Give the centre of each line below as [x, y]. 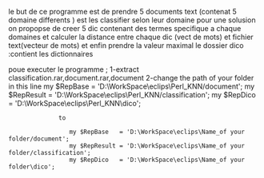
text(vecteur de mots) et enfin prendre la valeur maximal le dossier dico [126, 45]
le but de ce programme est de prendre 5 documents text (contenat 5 [123, 12]
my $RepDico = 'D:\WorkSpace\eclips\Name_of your [157, 160]
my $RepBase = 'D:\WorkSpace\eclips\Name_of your [157, 132]
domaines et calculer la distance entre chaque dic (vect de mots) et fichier [131, 37]
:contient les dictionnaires [51, 54]
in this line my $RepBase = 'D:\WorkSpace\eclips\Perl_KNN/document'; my [132, 86]
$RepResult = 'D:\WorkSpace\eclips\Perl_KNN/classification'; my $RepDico [132, 95]
